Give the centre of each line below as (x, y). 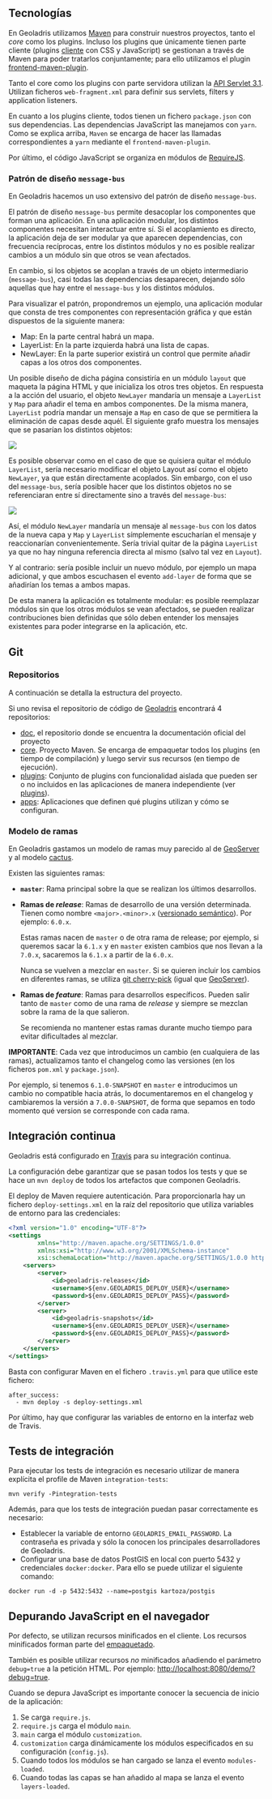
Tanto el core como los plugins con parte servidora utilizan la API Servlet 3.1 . (136, 83)
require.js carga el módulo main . (76, 1726)
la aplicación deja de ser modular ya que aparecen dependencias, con (125, 238)
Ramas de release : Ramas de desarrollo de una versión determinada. (136, 905)
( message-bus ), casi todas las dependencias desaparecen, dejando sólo (127, 280)
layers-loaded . (45, 1786)
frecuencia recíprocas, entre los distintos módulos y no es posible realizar (132, 246)
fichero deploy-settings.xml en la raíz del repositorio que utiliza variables (131, 1204)
